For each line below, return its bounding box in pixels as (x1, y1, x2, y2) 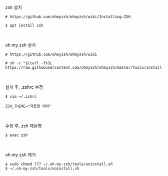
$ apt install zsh (5, 23, 43, 28)
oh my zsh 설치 (5, 42, 36, 48)
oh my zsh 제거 (5, 152, 36, 158)
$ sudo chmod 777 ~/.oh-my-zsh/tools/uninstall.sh (5, 162, 113, 167)
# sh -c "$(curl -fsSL (5, 61, 52, 66)
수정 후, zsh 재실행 (5, 123, 42, 129)
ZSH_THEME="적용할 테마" (5, 104, 51, 109)
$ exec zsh (5, 133, 28, 138)
